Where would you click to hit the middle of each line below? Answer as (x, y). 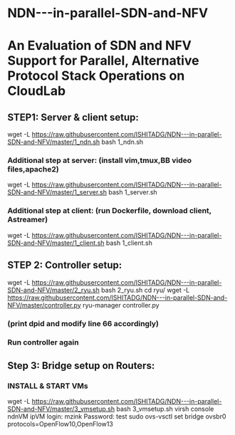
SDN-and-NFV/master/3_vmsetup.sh (61, 409)
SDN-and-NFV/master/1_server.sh (57, 192)
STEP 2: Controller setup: (65, 265)
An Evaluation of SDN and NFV (100, 46)
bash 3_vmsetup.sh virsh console (165, 409)
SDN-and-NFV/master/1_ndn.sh (54, 142)
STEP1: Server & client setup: (73, 117)
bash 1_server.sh (133, 192)
